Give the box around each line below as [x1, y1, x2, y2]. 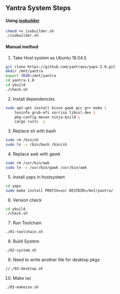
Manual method [5, 44, 39, 50]
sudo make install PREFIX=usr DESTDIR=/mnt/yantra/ [5, 188, 113, 193]
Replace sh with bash [12, 128, 56, 134]
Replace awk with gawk [12, 151, 61, 157]
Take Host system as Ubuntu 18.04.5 [12, 55, 87, 60]
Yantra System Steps [5, 4, 71, 12]
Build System [12, 238, 40, 244]
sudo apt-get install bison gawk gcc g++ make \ [5, 105, 107, 110]
